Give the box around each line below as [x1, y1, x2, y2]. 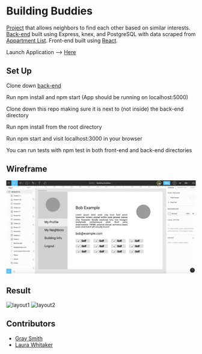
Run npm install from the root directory [6, 123, 102, 130]
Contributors [6, 319, 56, 329]
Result [6, 285, 31, 296]
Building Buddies [6, 4, 93, 18]
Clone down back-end [6, 82, 61, 89]
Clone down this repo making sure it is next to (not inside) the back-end [6, 105, 184, 112]
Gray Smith [14, 335, 43, 342]
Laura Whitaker [14, 341, 53, 348]
